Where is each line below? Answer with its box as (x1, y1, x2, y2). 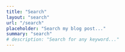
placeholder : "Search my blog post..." (6, 25, 106, 32)
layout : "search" (6, 14, 50, 20)
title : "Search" (6, 8, 47, 15)
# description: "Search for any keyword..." (6, 36, 120, 42)
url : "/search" (6, 20, 44, 26)
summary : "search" (6, 31, 52, 37)
